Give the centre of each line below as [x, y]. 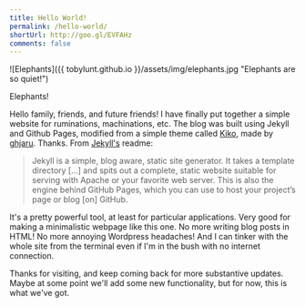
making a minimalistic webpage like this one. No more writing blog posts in [149, 227]
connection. [32, 256]
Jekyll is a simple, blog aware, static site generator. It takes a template [163, 161]
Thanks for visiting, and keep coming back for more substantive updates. [147, 273]
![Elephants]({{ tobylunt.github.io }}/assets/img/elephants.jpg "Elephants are [152, 69]
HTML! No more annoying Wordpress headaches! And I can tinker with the [149, 237]
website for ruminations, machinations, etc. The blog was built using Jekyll [149, 124]
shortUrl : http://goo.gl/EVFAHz [71, 35]
